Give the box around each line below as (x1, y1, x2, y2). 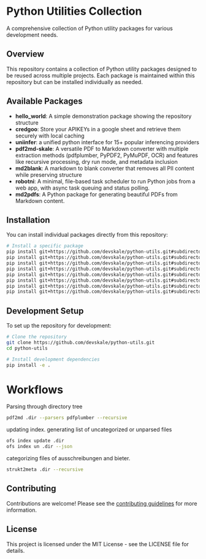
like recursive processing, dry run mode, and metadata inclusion (15, 158, 178, 165)
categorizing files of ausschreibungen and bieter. (6, 455, 131, 461)
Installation (6, 215, 50, 225)
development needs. (6, 31, 58, 38)
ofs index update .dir (6, 438, 64, 444)
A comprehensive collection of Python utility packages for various (6, 25, 173, 32)
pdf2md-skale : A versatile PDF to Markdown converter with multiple (15, 145, 189, 152)
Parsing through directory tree (6, 403, 83, 411)
